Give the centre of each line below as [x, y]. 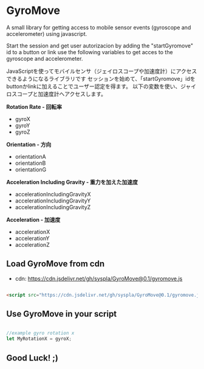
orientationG [31, 169]
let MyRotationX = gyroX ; [39, 339]
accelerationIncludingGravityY [53, 201]
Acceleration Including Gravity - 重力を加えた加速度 [72, 182]
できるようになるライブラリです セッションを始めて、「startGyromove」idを [101, 78]
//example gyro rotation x [40, 333]
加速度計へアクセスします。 [72, 94]
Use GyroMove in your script [62, 314]
